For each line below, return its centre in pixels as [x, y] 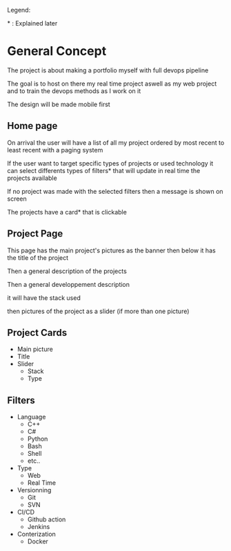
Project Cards [37, 333]
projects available [32, 178]
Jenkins [39, 527]
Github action [47, 519]
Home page [32, 126]
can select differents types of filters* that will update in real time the [104, 170]
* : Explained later [32, 23]
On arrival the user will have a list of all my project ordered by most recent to [116, 142]
